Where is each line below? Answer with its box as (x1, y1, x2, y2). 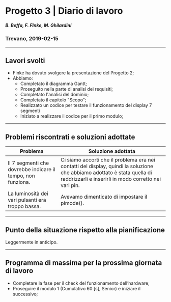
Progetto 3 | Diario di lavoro (5, 5, 123, 17)
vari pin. (60, 182, 80, 189)
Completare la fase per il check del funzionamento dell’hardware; (12, 280, 150, 286)
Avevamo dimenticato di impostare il (60, 194, 148, 201)
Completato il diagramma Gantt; (20, 80, 88, 87)
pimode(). (60, 200, 84, 207)
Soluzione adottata (88, 148, 136, 155)
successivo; (12, 291, 38, 297)
